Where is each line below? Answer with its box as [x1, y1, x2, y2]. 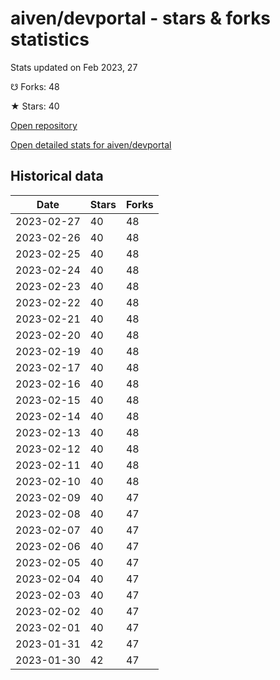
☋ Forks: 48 [10, 80, 60, 92]
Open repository [10, 119, 78, 131]
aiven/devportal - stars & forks [10, 7, 272, 30]
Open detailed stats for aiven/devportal [10, 138, 172, 151]
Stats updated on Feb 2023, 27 [10, 61, 138, 73]
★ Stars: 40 [10, 100, 60, 112]
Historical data [10, 168, 104, 185]
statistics [10, 28, 90, 51]
